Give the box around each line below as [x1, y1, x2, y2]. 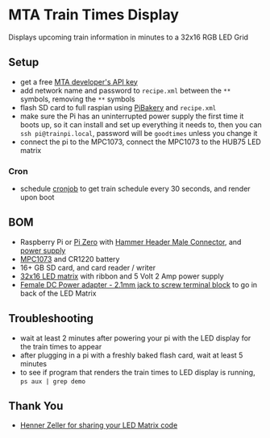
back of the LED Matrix [19, 288, 97, 298]
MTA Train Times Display [8, 6, 180, 24]
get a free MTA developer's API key [19, 76, 139, 86]
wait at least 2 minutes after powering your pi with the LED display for [19, 333, 251, 343]
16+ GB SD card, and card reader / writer [19, 262, 156, 272]
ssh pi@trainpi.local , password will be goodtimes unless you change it [19, 128, 258, 138]
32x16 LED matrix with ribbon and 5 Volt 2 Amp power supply [19, 271, 224, 281]
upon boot [19, 192, 55, 202]
